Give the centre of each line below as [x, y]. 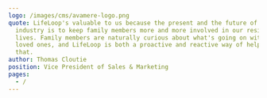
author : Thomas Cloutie [48, 60]
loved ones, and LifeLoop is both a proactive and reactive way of [130, 45]
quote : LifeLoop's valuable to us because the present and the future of [133, 23]
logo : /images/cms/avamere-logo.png [69, 15]
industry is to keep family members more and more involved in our [130, 30]
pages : [19, 74]
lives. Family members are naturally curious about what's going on [131, 38]
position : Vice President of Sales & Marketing [89, 67]
